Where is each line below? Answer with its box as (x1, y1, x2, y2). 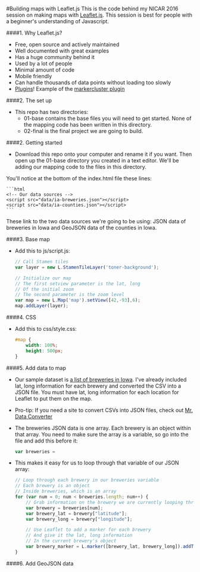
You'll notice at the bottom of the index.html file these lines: (6, 175, 152, 182)
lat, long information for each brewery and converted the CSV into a (14, 382, 182, 389)
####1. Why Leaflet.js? (6, 29, 62, 36)
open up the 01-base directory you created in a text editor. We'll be (14, 157, 179, 164)
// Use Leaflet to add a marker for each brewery (26, 527, 151, 533)
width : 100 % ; (26, 342, 58, 348)
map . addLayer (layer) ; (14, 303, 69, 309)
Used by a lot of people (14, 60, 73, 67)
